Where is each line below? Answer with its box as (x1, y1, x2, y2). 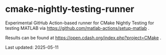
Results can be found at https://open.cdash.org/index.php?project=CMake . (5, 35, 161, 41)
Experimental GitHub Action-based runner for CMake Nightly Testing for (5, 20, 154, 26)
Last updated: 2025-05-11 (5, 44, 59, 50)
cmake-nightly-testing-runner (5, 3, 134, 15)
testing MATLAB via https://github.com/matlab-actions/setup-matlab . (5, 25, 149, 31)
